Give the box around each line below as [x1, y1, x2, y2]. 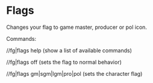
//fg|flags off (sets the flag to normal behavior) [6, 58, 122, 66]
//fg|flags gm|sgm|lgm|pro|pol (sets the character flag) [6, 70, 143, 77]
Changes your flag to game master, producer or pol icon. [6, 23, 148, 31]
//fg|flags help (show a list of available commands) [6, 46, 133, 54]
